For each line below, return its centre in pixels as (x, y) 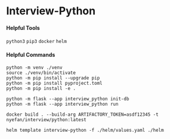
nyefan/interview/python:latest (46, 120)
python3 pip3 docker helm (37, 42)
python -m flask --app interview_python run (62, 104)
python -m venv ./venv (34, 67)
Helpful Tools (23, 27)
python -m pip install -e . (41, 88)
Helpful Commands (31, 54)
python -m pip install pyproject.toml (54, 83)
